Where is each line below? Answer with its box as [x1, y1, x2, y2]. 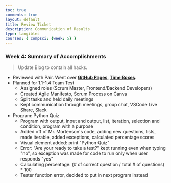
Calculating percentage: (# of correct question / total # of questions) [20, 162, 165, 168]
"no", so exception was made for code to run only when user [20, 150, 148, 156]
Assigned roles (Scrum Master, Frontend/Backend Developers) [20, 85, 152, 91]
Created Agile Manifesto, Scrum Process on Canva [20, 90, 127, 97]
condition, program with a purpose [20, 123, 93, 129]
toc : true [5, 7, 27, 13]
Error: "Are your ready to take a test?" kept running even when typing [20, 145, 166, 151]
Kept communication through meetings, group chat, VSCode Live [20, 102, 157, 108]
